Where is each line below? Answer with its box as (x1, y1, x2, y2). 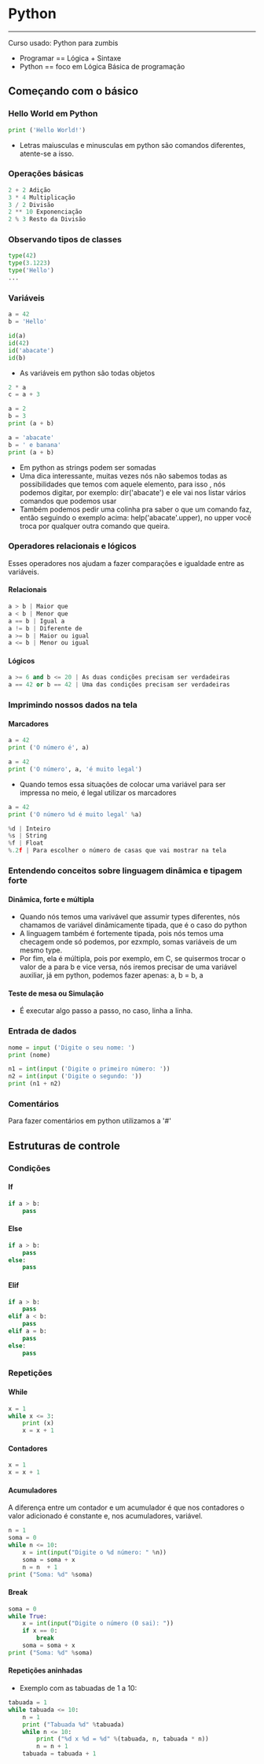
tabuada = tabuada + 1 (22, 1750, 97, 1758)
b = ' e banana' (8, 441, 61, 449)
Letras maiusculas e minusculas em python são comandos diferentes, (19, 140, 246, 150)
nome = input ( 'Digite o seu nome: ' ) (8, 1044, 135, 1052)
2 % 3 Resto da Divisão (8, 216, 86, 224)
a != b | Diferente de (8, 624, 82, 632)
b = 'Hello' (8, 318, 47, 326)
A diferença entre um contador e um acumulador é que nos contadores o (8, 1503, 245, 1512)
